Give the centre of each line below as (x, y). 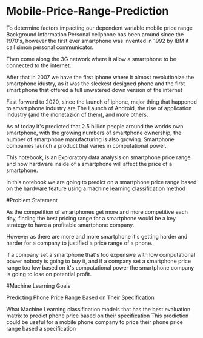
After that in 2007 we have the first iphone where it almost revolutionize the (100, 77)
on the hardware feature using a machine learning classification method (96, 188)
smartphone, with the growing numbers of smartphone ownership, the (94, 133)
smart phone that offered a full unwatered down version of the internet (95, 90)
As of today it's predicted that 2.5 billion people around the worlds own (95, 126)
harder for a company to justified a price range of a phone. (79, 243)
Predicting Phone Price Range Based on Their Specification (80, 297)
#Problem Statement (32, 200)
